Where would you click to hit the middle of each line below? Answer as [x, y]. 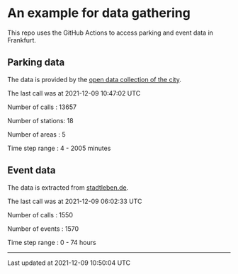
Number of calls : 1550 [40, 215]
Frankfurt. [22, 40]
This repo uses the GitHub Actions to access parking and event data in [110, 33]
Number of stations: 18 [40, 120]
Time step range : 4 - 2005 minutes [59, 148]
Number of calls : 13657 [42, 107]
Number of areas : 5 [36, 134]
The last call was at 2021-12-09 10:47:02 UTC [74, 93]
